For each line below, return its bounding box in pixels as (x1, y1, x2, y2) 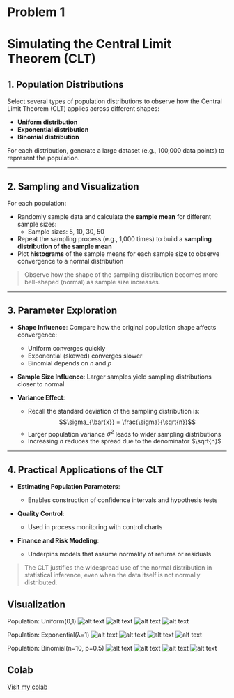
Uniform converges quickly (27, 344, 106, 352)
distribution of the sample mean (17, 242, 113, 250)
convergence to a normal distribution (17, 257, 124, 265)
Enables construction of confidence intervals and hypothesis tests (27, 496, 218, 504)
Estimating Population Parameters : (17, 483, 120, 491)
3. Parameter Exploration (7, 305, 118, 317)
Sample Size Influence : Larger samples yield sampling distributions (17, 372, 212, 381)
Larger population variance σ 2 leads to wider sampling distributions (27, 428, 221, 438)
